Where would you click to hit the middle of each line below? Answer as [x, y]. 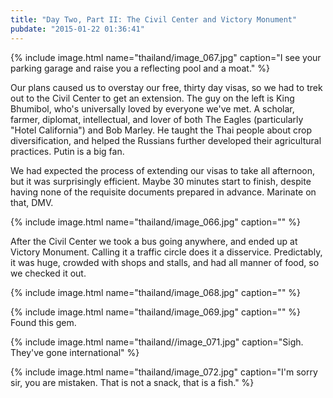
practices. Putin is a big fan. [67, 151]
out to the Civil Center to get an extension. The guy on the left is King [152, 98]
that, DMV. [32, 202]
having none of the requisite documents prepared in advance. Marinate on [163, 192]
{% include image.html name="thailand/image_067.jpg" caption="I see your [166, 57]
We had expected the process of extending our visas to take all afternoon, [162, 170]
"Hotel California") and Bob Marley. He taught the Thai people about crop [161, 130]
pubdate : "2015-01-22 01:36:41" [77, 29]
